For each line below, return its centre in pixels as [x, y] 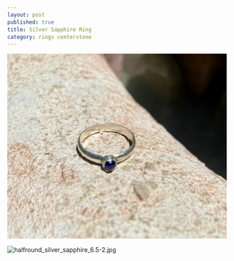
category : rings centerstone [49, 37]
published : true [31, 22]
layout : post [26, 15]
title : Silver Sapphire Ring [49, 29]
